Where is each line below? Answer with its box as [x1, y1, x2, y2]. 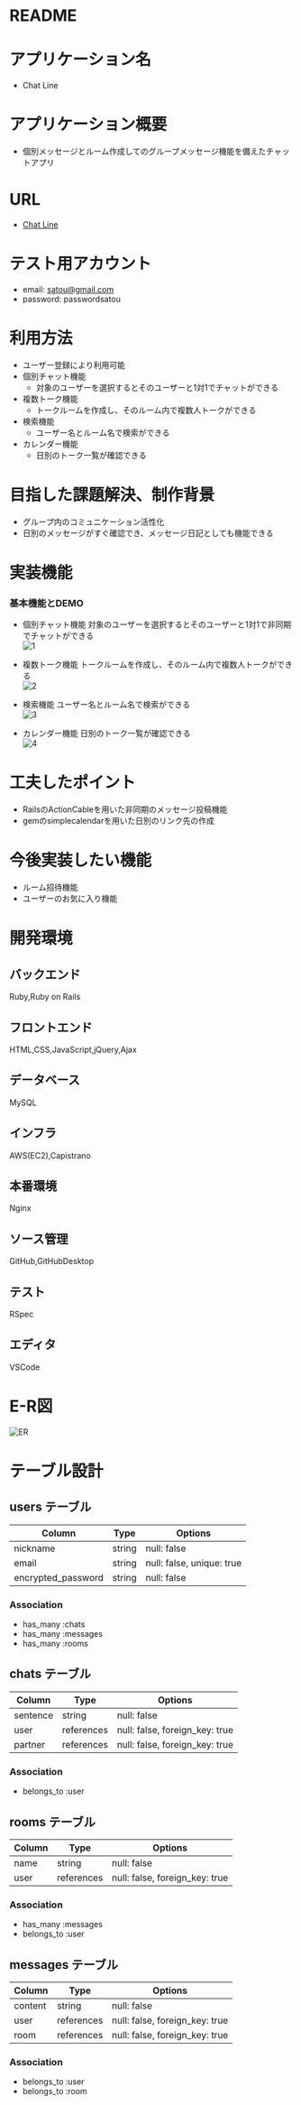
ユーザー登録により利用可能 [22, 359, 126, 370]
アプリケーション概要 [9, 115, 168, 135]
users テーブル [9, 1500, 92, 1515]
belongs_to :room [22, 2086, 87, 2097]
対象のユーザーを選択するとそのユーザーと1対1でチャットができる [35, 382, 279, 392]
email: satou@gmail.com [22, 283, 114, 294]
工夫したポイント [9, 772, 137, 793]
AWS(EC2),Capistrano [9, 1149, 92, 1160]
